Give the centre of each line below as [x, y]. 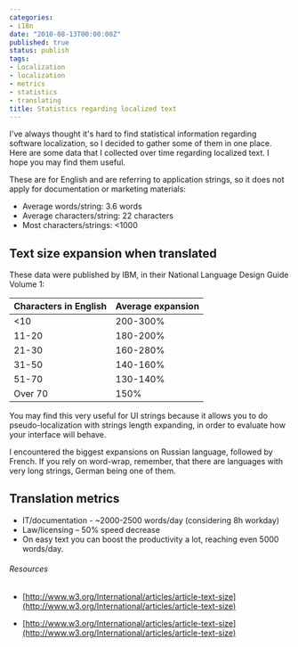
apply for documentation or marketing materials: [98, 189]
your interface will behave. [58, 435]
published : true [39, 42]
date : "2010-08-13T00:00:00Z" [65, 34]
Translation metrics [64, 499]
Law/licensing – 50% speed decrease [91, 529]
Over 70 [31, 394]
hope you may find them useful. [68, 162]
